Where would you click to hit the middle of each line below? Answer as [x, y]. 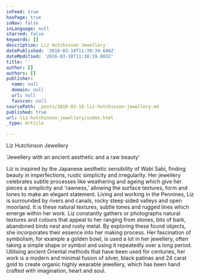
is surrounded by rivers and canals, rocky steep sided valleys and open [94, 201]
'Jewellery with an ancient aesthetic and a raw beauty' [73, 157]
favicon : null [29, 101]
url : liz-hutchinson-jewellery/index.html [60, 118]
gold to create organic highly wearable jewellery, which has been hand [93, 264]
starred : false [25, 34]
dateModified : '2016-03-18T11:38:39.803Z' [60, 56]
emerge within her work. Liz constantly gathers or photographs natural [93, 213]
